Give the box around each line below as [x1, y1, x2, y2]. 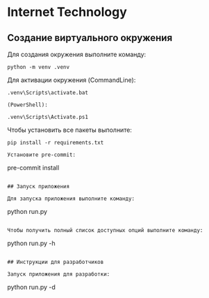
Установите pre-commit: [7, 151, 76, 158]
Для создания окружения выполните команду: [7, 50, 147, 58]
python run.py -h [7, 239, 56, 247]
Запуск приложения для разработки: [7, 271, 110, 278]
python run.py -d [7, 283, 56, 291]
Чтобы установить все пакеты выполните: [7, 126, 132, 134]
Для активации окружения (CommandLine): [7, 76, 136, 84]
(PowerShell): [7, 101, 49, 108]
